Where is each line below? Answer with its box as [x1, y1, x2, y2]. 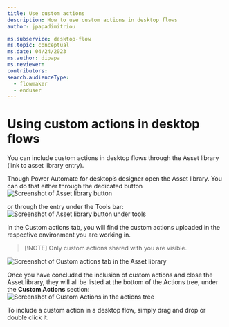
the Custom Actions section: [7, 286, 90, 294]
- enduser [13, 87, 42, 94]
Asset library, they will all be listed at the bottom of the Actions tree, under [7, 278, 219, 286]
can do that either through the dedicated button [7, 182, 143, 190]
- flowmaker [13, 80, 48, 87]
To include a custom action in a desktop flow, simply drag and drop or [7, 306, 206, 315]
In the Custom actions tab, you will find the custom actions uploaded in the [7, 224, 220, 232]
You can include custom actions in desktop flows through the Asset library [7, 154, 219, 162]
